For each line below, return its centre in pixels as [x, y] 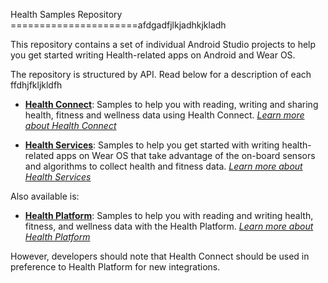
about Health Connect [70, 125]
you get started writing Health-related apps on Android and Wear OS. [153, 55]
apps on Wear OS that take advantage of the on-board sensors [186, 155]
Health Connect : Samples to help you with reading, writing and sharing [171, 104]
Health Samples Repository [66, 14]
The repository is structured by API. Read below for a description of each [161, 74]
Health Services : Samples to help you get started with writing [152, 145]
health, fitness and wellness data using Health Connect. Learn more [164, 115]
